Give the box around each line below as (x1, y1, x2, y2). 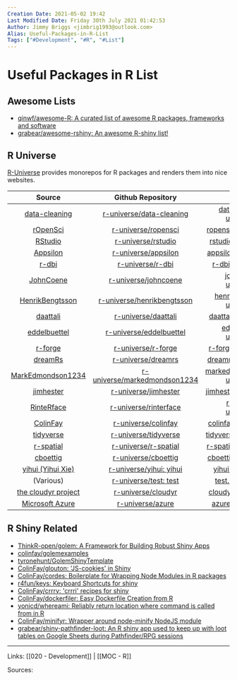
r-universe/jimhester (111, 386, 181, 396)
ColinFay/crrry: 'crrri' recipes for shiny (17, 586, 129, 594)
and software (17, 122, 56, 130)
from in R (17, 609, 44, 617)
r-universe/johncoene (109, 275, 183, 285)
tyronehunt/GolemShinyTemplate (17, 556, 114, 565)
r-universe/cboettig (112, 452, 178, 462)
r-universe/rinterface (110, 402, 181, 412)
